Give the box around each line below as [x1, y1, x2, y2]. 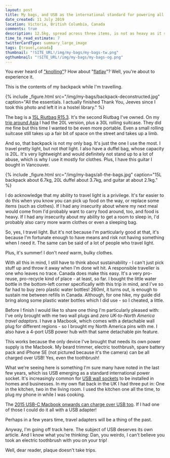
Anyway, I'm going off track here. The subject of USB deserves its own [5, 427, 153, 433]
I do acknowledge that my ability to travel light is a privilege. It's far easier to [5, 192, 164, 199]
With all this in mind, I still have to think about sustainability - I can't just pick [5, 259, 164, 266]
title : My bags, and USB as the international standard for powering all [5, 12, 164, 17]
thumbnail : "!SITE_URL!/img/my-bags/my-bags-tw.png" [5, 50, 119, 55]
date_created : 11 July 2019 [5, 17, 65, 22]
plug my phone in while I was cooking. [5, 391, 85, 398]
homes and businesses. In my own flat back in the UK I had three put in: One [5, 381, 165, 387]
